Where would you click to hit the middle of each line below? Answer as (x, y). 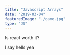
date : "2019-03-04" (25, 14)
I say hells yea (20, 47)
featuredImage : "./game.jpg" (35, 19)
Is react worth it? (22, 38)
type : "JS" (16, 24)
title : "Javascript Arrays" (34, 10)
